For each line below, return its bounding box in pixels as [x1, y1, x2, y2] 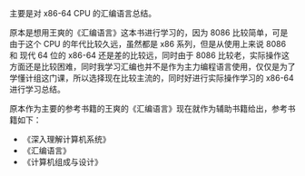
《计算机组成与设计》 [22, 157, 103, 167]
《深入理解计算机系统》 [22, 134, 111, 144]
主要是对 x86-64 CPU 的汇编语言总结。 [9, 8, 157, 18]
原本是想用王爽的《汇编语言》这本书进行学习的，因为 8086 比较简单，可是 [9, 27, 289, 38]
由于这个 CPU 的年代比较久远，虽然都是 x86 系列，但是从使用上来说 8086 [9, 39, 287, 49]
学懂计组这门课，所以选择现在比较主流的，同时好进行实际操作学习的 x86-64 [9, 73, 295, 83]
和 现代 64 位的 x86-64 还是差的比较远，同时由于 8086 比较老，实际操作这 [9, 50, 290, 61]
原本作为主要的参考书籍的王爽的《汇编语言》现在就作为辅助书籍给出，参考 [9, 103, 288, 113]
